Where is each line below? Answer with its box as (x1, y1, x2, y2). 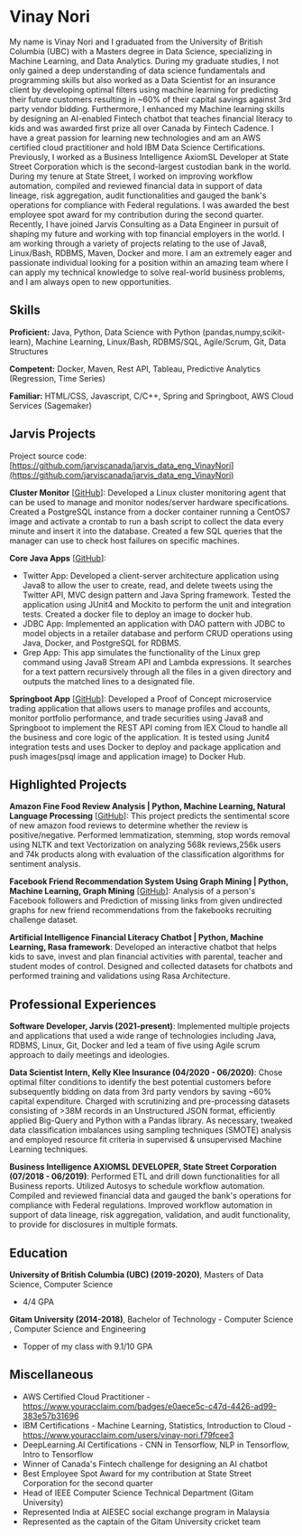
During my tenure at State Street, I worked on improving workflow (9, 170, 253, 182)
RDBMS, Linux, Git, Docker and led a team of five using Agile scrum (9, 1040, 261, 1051)
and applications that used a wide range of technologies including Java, (9, 1031, 277, 1041)
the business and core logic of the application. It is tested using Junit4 (9, 731, 270, 742)
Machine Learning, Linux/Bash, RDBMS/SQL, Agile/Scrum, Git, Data (35, 336, 287, 347)
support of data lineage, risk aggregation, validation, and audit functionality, (9, 1210, 291, 1220)
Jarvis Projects (9, 427, 96, 442)
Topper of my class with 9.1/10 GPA (22, 1341, 153, 1352)
